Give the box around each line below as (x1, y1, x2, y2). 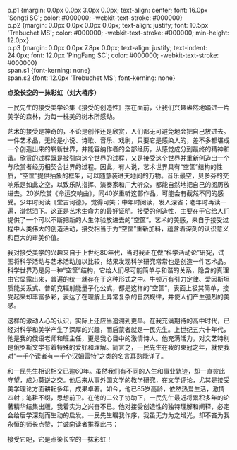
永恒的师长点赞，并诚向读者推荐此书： (7, 420, 119, 428)
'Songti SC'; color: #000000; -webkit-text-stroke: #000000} (7, 13, 183, 22)
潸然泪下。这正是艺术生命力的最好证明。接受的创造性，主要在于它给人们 (19, 207, 230, 215)
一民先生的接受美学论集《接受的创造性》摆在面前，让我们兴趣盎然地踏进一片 (7, 103, 230, 112)
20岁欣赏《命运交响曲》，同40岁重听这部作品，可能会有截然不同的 (25, 189, 218, 197)
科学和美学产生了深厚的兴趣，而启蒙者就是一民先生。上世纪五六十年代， (19, 325, 230, 333)
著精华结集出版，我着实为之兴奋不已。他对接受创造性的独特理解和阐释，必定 (7, 403, 230, 410)
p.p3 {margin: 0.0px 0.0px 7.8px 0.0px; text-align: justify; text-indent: (7, 44, 208, 52)
